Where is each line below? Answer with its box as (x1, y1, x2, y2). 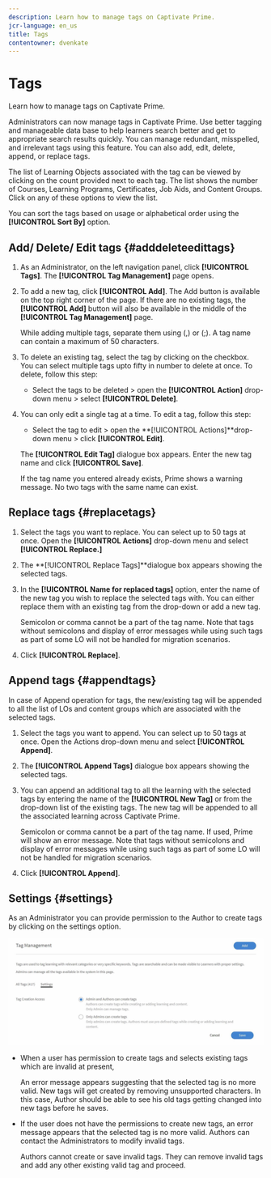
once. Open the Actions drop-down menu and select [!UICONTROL (19, 737, 245, 746)
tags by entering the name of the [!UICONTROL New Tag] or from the (19, 793, 252, 803)
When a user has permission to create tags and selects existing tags (19, 1053, 248, 1063)
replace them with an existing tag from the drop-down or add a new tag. (19, 602, 261, 611)
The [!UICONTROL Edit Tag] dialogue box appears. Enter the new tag (19, 449, 252, 459)
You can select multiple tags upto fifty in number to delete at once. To (19, 361, 253, 370)
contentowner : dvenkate (8, 39, 89, 47)
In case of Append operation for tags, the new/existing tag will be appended (8, 695, 263, 704)
